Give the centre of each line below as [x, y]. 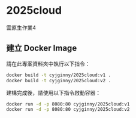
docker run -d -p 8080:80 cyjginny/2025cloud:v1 [68, 104]
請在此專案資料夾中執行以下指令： [48, 64]
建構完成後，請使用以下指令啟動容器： [53, 92]
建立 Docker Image [42, 48]
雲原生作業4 [21, 27]
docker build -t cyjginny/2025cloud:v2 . [59, 80]
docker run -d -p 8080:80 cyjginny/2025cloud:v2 [68, 110]
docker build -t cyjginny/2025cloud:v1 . [59, 75]
